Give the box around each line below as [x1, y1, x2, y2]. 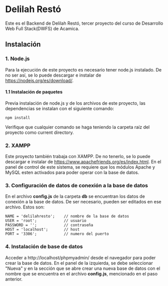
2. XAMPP [5, 142, 31, 149]
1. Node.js [5, 55, 30, 62]
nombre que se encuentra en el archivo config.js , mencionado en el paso [5, 270, 158, 276]
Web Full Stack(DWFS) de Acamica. [5, 25, 79, 31]
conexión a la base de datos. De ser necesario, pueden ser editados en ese [5, 199, 162, 205]
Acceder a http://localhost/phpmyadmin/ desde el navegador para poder [5, 254, 156, 260]
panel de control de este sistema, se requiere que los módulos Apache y [5, 164, 155, 170]
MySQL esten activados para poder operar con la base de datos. [5, 170, 139, 176]
